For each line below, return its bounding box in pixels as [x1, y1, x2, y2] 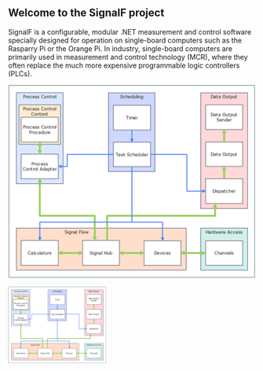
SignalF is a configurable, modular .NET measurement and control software [8, 27, 252, 36]
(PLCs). [8, 68, 33, 78]
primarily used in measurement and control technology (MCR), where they [8, 52, 249, 61]
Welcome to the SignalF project [8, 6, 165, 20]
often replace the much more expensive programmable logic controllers [8, 61, 240, 70]
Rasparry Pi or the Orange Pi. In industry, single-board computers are [8, 43, 233, 53]
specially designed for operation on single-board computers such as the [8, 35, 242, 45]
